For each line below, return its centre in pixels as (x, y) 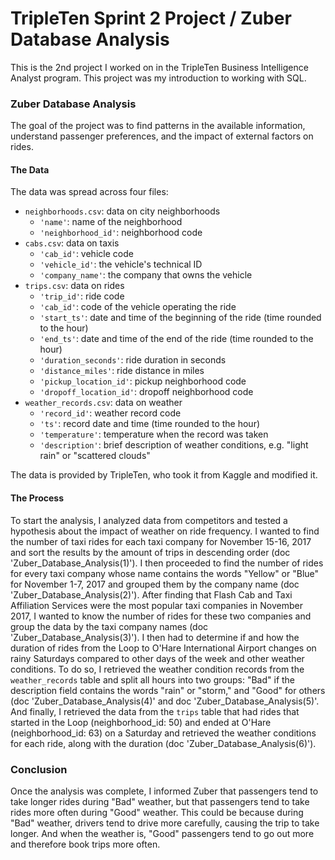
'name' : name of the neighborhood (111, 222)
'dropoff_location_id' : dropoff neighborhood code (146, 392)
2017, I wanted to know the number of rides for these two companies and (161, 616)
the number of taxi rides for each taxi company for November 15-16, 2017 (161, 541)
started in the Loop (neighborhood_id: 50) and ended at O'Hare (141, 722)
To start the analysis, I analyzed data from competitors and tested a (149, 520)
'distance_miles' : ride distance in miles (122, 371)
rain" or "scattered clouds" (95, 456)
